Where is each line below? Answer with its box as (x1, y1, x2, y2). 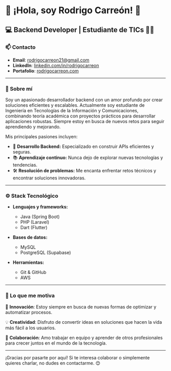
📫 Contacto (5, 43, 36, 50)
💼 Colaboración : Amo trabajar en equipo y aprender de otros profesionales (5, 334, 163, 341)
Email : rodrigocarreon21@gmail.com (12, 57, 90, 63)
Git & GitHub (20, 269, 47, 275)
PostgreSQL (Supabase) (20, 250, 71, 256)
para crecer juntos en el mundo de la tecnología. (5, 340, 107, 346)
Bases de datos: (12, 234, 48, 240)
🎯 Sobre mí (5, 85, 33, 92)
